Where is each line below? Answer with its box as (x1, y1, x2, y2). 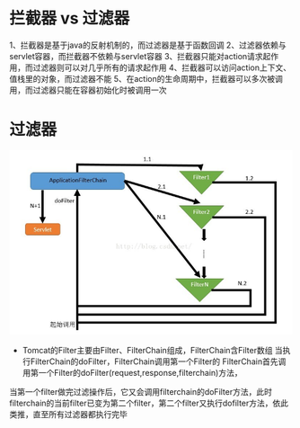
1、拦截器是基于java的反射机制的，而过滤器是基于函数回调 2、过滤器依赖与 (9, 40, 287, 50)
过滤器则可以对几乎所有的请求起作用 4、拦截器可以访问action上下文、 (32, 62, 292, 73)
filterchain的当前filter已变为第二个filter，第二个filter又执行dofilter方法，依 (9, 397, 281, 408)
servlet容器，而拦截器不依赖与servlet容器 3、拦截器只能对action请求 (9, 50, 263, 61)
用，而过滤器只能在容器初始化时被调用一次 (9, 85, 167, 95)
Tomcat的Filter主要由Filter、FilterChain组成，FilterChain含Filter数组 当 (22, 344, 283, 355)
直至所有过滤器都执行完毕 (32, 408, 128, 419)
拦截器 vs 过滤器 (9, 8, 130, 29)
